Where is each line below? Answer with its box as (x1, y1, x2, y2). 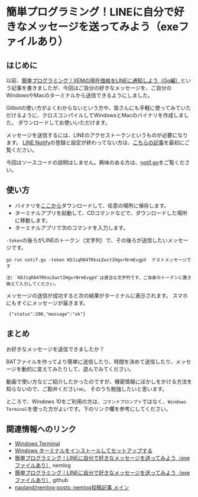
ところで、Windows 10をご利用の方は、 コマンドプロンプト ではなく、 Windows (6, 398, 187, 405)
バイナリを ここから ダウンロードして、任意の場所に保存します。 (14, 202, 170, 209)
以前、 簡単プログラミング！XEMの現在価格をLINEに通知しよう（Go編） (6, 77, 181, 84)
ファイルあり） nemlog (14, 462, 71, 469)
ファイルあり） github (14, 476, 69, 484)
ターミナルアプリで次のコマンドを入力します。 (14, 224, 129, 231)
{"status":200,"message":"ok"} (8, 311, 86, 317)
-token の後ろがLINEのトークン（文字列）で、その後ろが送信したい (6, 237, 168, 244)
